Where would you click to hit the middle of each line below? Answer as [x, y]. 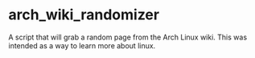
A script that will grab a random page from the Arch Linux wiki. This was [128, 37]
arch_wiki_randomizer [84, 15]
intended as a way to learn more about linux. [82, 45]
